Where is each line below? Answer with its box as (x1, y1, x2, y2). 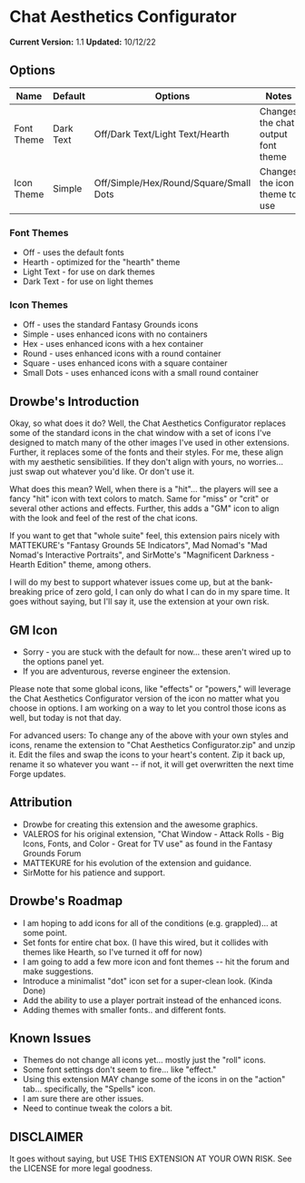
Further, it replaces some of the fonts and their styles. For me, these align (9, 447, 284, 458)
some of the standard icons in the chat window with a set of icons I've (9, 428, 271, 439)
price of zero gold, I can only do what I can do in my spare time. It (44, 587, 290, 597)
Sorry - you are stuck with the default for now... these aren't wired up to (22, 646, 291, 657)
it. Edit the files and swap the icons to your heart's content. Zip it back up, (9, 749, 286, 760)
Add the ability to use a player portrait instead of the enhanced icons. (22, 994, 282, 1005)
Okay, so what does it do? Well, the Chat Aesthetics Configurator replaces (9, 418, 286, 429)
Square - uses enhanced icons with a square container (22, 358, 229, 369)
